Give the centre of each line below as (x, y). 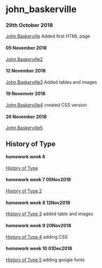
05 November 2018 (26, 48)
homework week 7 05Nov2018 (38, 180)
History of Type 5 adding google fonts (45, 259)
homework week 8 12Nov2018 (38, 203)
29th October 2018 (30, 25)
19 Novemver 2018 (26, 94)
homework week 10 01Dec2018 (39, 248)
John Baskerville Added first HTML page (48, 36)
